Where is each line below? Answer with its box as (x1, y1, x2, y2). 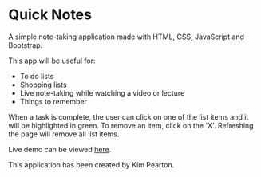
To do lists (19, 71, 54, 81)
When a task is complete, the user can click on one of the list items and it (8, 112, 249, 121)
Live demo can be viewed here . (8, 144, 112, 154)
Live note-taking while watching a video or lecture (19, 88, 185, 97)
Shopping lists (19, 80, 67, 89)
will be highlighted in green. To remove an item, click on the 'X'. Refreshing (8, 120, 254, 130)
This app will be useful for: (8, 56, 96, 65)
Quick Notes (8, 6, 92, 24)
